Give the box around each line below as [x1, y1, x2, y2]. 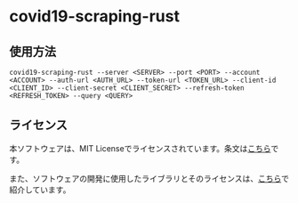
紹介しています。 [9, 184, 71, 195]
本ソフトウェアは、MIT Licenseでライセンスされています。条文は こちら [9, 142, 271, 153]
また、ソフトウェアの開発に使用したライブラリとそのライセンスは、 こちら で [9, 173, 289, 183]
